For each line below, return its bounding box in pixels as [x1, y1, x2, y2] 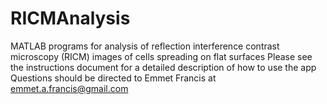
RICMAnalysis [10, 7, 131, 30]
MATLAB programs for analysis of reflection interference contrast [10, 40, 280, 52]
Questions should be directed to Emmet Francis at [10, 72, 217, 84]
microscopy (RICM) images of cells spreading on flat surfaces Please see [10, 50, 313, 62]
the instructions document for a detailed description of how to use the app [10, 61, 317, 73]
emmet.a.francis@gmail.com [10, 82, 129, 94]
